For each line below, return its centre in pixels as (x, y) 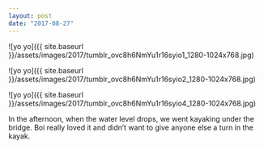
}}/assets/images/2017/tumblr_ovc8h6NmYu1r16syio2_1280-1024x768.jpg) (132, 79)
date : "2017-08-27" (41, 23)
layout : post (30, 16)
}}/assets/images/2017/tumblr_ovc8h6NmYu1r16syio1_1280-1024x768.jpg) (132, 55)
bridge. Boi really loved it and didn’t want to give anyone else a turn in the (131, 127)
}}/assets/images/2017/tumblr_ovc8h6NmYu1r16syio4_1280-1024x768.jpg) (132, 103)
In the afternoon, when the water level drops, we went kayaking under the (132, 118)
